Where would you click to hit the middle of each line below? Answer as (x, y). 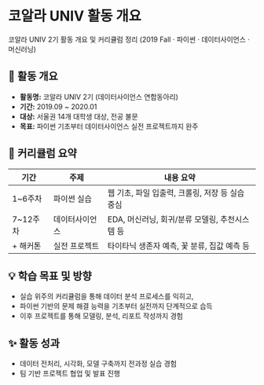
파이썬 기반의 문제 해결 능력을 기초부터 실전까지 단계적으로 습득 (116, 306)
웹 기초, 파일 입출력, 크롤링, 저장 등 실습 (176, 192)
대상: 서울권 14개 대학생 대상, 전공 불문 (79, 116)
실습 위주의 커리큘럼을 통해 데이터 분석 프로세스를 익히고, (106, 296)
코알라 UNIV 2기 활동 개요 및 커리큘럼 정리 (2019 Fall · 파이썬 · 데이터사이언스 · (129, 39)
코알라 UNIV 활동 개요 (75, 16)
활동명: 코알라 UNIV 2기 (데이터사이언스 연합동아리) (99, 97)
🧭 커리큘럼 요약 (42, 154)
